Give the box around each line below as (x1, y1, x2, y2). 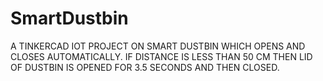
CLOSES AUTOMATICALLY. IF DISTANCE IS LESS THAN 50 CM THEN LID (10, 50, 313, 62)
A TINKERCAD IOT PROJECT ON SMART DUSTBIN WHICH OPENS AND (10, 40, 306, 52)
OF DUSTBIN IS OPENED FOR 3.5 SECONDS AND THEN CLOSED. (10, 61, 280, 73)
